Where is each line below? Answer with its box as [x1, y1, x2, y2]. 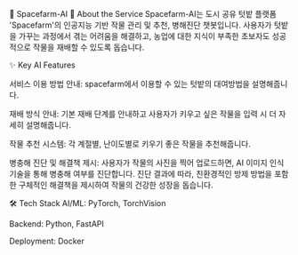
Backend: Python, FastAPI [9, 219, 104, 229]
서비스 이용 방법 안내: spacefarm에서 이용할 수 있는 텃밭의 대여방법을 [9, 79, 251, 89]
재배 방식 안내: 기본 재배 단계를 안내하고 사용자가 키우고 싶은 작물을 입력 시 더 [9, 108, 278, 119]
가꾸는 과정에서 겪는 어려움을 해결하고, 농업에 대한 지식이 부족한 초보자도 [18, 31, 270, 41]
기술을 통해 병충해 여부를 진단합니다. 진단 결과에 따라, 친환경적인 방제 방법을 [9, 169, 273, 179]
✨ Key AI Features [9, 60, 76, 70]
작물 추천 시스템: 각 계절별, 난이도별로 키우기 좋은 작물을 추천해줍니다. [9, 139, 251, 149]
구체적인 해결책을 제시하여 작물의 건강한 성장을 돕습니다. [18, 179, 213, 190]
